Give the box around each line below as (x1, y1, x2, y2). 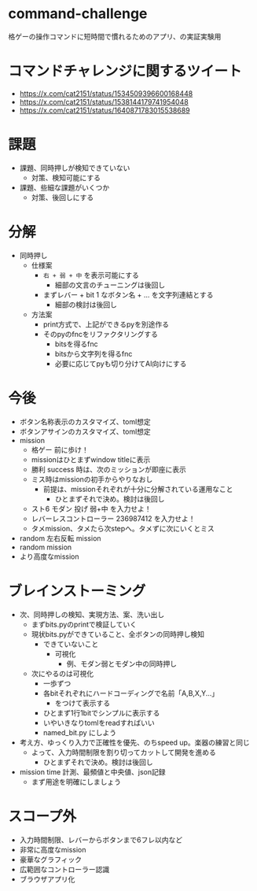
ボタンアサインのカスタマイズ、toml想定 (19, 427, 151, 436)
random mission (19, 542, 72, 552)
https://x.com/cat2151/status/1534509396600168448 (19, 88, 193, 98)
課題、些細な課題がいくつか (19, 183, 110, 192)
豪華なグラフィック (19, 855, 83, 864)
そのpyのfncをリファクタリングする (42, 329, 159, 338)
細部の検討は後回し (54, 300, 118, 309)
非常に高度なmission (19, 845, 86, 854)
